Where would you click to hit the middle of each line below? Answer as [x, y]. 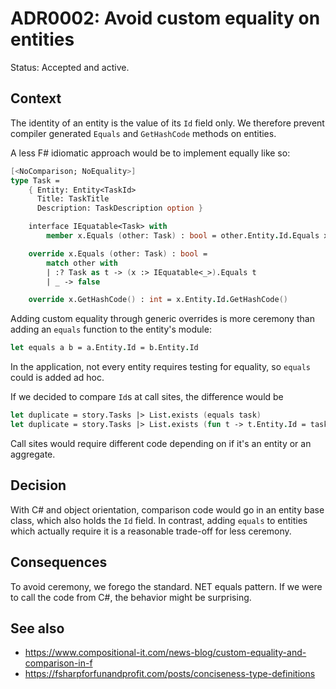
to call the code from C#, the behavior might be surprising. [131, 597]
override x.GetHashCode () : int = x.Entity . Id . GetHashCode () [158, 300]
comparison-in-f [58, 663]
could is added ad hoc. [57, 378]
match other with [82, 263]
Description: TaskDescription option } [119, 208]
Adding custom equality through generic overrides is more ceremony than [162, 319]
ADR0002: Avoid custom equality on [165, 18]
